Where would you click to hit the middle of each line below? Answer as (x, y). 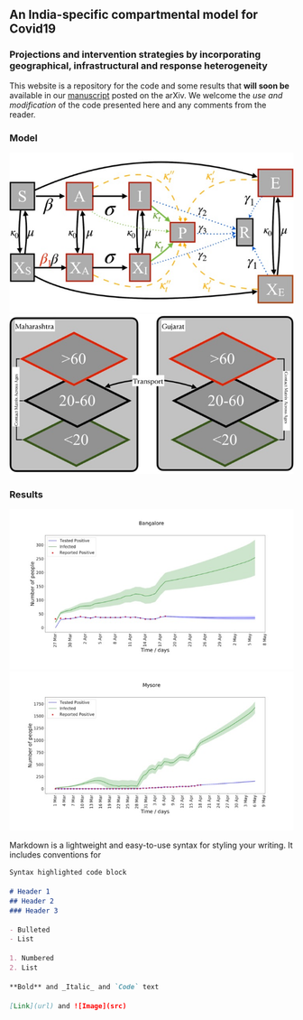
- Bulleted (30, 930)
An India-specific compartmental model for (134, 15)
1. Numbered (32, 959)
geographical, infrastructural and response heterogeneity (138, 66)
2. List (24, 968)
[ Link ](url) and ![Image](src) (68, 1006)
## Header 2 (32, 901)
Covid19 (33, 29)
